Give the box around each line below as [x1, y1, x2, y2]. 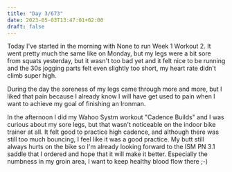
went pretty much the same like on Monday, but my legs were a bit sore [7, 49, 211, 58]
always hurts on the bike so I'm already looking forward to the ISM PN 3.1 [7, 143, 215, 151]
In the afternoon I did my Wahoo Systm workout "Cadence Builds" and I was [7, 113, 224, 121]
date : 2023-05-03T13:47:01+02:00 [7, 17, 104, 24]
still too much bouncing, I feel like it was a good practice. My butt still [7, 135, 204, 144]
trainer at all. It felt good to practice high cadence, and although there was [7, 128, 220, 136]
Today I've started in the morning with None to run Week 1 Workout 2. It [7, 42, 211, 51]
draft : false [7, 23, 45, 30]
